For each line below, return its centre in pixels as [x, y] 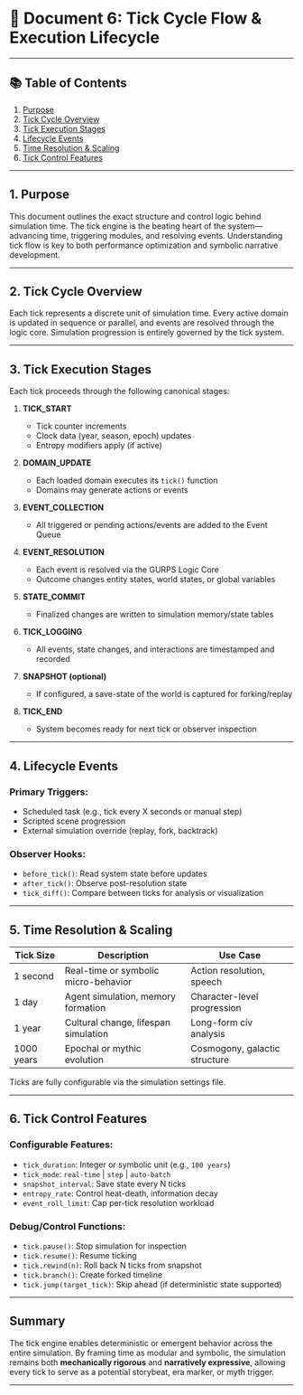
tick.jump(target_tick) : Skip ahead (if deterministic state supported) [152, 1284]
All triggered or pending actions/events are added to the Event [151, 525]
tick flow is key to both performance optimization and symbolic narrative [144, 245]
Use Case [240, 955]
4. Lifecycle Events [64, 766]
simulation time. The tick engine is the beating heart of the [118, 226]
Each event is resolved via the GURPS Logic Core [127, 570]
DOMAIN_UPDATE [57, 463]
